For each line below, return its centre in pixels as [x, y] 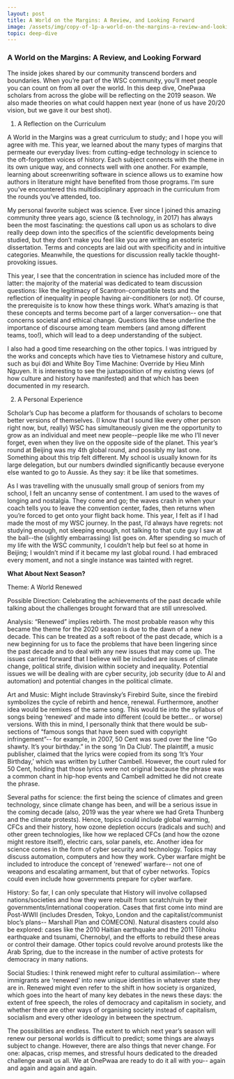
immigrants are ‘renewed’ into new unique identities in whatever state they [114, 980]
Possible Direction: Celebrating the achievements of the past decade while [114, 600]
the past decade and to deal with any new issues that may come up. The [111, 651]
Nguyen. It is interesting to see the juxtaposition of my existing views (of [111, 370]
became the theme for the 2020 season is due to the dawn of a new [105, 629]
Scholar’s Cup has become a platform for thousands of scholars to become [115, 412]
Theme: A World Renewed [45, 587]
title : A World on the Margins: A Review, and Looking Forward [101, 20]
